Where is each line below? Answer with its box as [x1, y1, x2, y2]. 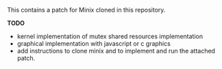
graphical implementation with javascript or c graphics [16, 40, 171, 47]
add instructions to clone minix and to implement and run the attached [16, 47, 216, 55]
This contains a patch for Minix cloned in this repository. [7, 6, 166, 14]
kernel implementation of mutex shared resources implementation [16, 32, 203, 40]
